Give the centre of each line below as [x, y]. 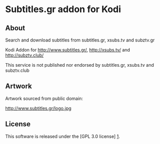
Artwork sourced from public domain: [44, 98]
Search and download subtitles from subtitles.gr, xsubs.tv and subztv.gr [80, 40]
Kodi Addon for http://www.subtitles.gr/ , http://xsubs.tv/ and [68, 50]
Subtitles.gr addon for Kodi [63, 9]
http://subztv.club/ [24, 55]
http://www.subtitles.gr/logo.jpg [38, 108]
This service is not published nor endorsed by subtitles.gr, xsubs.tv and [79, 65]
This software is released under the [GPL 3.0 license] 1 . [63, 136]
